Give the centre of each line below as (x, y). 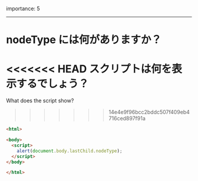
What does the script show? (40, 101)
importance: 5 (23, 9)
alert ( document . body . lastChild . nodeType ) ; (70, 151)
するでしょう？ (53, 84)
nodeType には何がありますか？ (84, 40)
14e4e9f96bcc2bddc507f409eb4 (149, 112)
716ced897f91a (127, 118)
